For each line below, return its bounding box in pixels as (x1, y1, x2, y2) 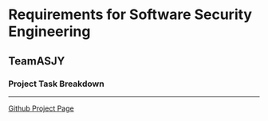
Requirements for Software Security (8, 6, 253, 24)
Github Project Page (8, 103, 74, 113)
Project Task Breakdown (8, 78, 105, 89)
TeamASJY (8, 54, 65, 68)
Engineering (8, 22, 91, 41)
